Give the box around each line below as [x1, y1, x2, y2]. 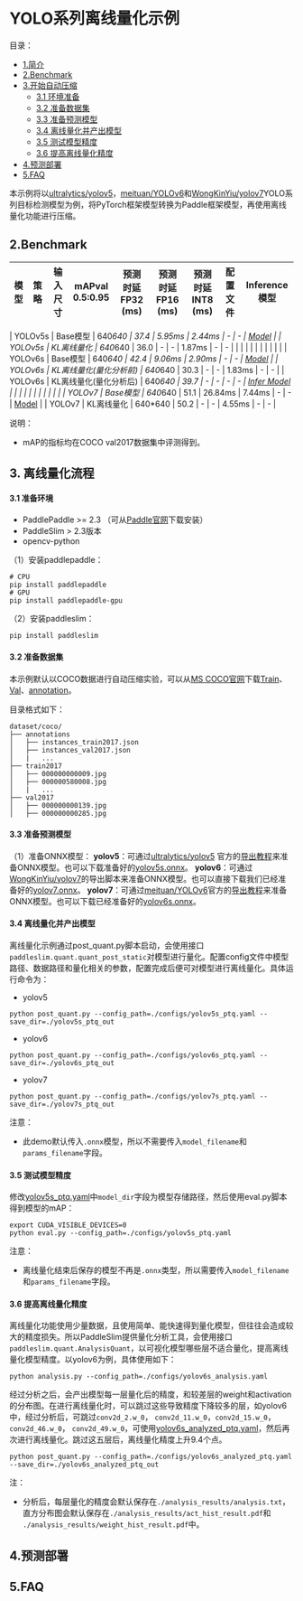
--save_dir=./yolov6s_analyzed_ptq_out [9, 1460, 160, 1469]
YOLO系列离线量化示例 [9, 8, 180, 29]
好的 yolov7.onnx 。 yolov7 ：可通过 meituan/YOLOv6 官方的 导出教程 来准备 [16, 885, 287, 895]
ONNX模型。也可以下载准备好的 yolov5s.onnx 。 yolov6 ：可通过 [16, 862, 253, 873]
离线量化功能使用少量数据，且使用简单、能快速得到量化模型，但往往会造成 [9, 1320, 286, 1331]
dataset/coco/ [9, 722, 63, 731]
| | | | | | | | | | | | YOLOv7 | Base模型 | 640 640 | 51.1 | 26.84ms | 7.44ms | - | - [9, 387, 292, 398]
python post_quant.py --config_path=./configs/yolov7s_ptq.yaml [9, 1091, 256, 1100]
